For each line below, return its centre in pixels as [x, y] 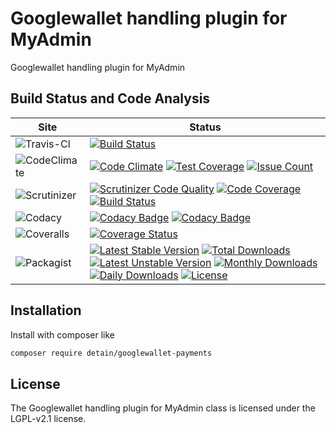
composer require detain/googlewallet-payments [111, 353]
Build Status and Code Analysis [110, 98]
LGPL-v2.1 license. [48, 419]
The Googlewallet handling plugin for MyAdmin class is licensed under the [163, 408]
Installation [46, 310]
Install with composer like [62, 334]
